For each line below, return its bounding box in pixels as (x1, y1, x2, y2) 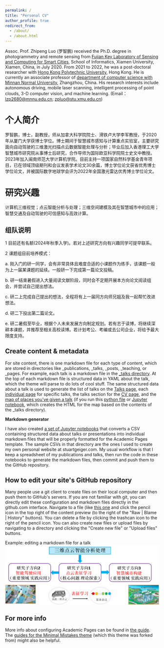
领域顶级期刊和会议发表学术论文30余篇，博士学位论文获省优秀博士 (21, 162, 156, 168)
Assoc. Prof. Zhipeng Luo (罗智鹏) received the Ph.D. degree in (5, 48, 132, 54)
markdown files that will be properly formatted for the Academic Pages (5, 436, 148, 442)
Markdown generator (5, 416, 49, 422)
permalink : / (5, 8, 32, 13)
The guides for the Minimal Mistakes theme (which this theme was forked (5, 632, 153, 638)
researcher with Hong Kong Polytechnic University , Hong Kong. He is (5, 69, 144, 75)
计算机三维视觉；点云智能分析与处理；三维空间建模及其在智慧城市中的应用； (5, 204, 159, 210)
